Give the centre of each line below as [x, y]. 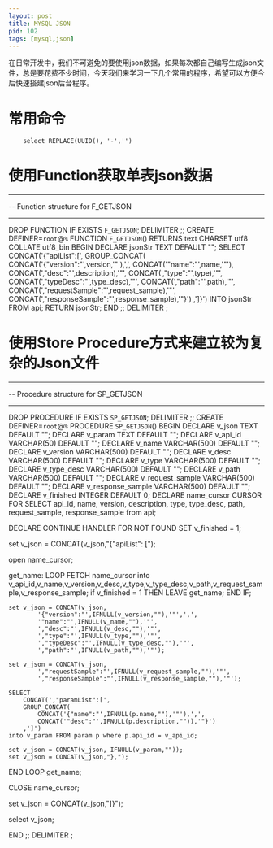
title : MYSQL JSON [39, 24]
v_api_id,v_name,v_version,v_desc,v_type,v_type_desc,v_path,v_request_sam [136, 584]
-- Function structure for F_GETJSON [70, 207]
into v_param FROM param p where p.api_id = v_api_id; [103, 736]
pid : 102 [23, 31]
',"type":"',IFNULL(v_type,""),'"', [100, 636]
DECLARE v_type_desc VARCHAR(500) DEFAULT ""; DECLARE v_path [125, 469]
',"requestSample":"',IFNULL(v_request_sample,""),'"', [134, 672]
